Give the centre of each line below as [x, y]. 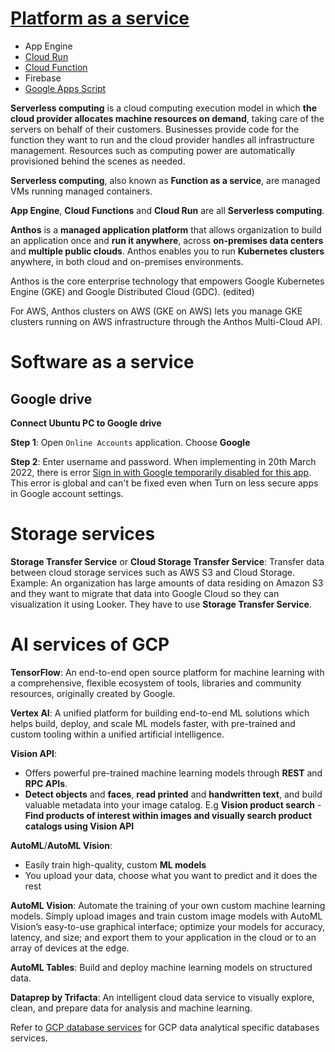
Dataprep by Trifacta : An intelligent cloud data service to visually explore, [162, 997]
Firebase [43, 78]
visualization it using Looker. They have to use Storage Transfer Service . [161, 604]
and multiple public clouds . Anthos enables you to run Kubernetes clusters [167, 251]
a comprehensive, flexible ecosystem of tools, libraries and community [156, 683]
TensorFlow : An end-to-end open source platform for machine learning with [167, 672]
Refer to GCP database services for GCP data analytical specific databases [165, 1027]
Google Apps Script [65, 88]
